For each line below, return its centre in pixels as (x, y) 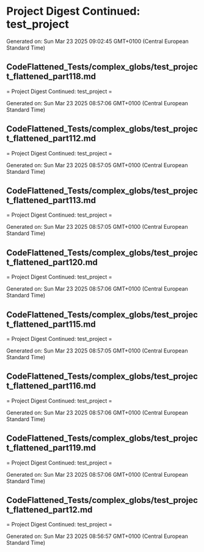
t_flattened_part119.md (51, 448)
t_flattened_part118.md (51, 77)
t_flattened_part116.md (51, 386)
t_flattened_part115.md (51, 324)
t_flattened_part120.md (52, 262)
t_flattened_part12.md (49, 510)
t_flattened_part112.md (51, 139)
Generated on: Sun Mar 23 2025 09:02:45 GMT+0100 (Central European (98, 41)
